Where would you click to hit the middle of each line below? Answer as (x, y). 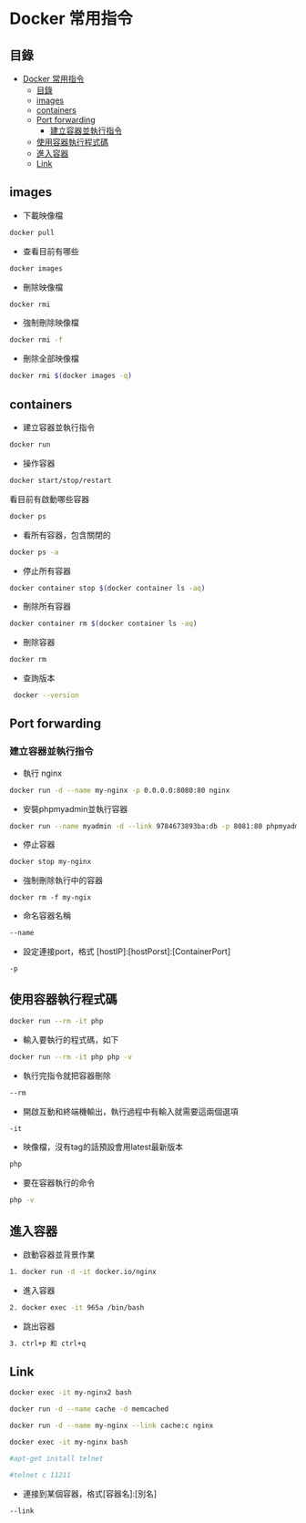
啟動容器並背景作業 (59, 1254)
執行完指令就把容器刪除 (66, 1075)
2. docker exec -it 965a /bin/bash (77, 1307)
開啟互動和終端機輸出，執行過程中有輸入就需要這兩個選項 (130, 1111)
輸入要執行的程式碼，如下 (71, 1039)
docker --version (46, 695)
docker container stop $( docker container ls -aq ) (107, 588)
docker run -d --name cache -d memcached (89, 1409)
